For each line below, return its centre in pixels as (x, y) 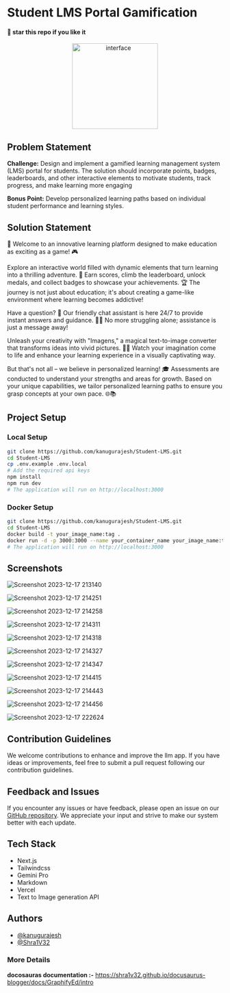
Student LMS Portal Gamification (102, 13)
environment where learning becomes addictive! (75, 300)
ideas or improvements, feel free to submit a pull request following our (106, 763)
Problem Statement (49, 147)
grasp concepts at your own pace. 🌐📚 (62, 394)
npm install (24, 477)
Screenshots (35, 568)
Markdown (32, 882)
